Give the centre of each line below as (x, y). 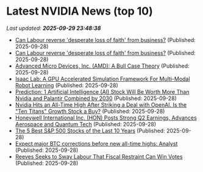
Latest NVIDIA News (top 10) (80, 11)
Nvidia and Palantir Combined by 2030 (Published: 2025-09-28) (96, 98)
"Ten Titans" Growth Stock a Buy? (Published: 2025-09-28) (90, 111)
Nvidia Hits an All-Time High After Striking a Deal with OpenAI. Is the (101, 104)
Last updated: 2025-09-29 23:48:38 (54, 28)
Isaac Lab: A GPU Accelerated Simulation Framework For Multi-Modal (102, 79)
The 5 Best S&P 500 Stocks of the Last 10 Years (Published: (90, 131)
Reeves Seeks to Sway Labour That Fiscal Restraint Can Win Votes (99, 156)
